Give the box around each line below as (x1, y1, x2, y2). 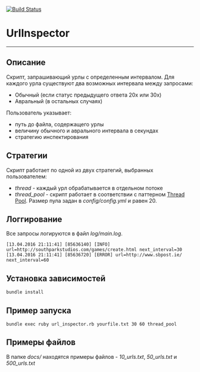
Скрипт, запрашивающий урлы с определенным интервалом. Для (6, 73, 174, 80)
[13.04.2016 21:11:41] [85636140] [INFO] (6, 241, 111, 247)
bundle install (6, 289, 44, 295)
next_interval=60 (6, 257, 49, 263)
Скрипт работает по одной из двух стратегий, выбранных (6, 166, 154, 173)
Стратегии (6, 151, 48, 161)
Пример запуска (6, 305, 71, 315)
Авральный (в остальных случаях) (14, 97, 103, 104)
